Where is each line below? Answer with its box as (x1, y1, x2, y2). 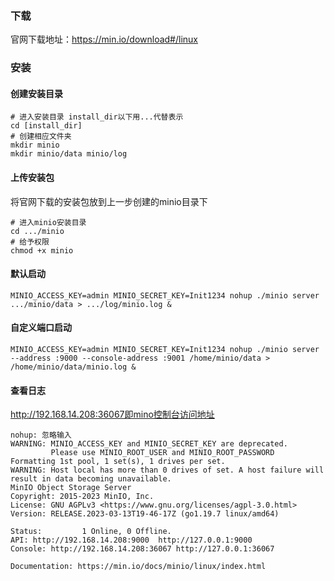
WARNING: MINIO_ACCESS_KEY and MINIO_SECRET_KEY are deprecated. (10, 439, 288, 449)
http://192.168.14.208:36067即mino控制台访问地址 (10, 408, 215, 421)
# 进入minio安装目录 (10, 217, 87, 227)
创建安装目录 (10, 87, 63, 99)
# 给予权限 (10, 237, 50, 247)
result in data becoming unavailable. (10, 474, 172, 484)
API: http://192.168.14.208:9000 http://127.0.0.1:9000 (10, 535, 253, 546)
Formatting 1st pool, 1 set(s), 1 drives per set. (10, 457, 226, 467)
